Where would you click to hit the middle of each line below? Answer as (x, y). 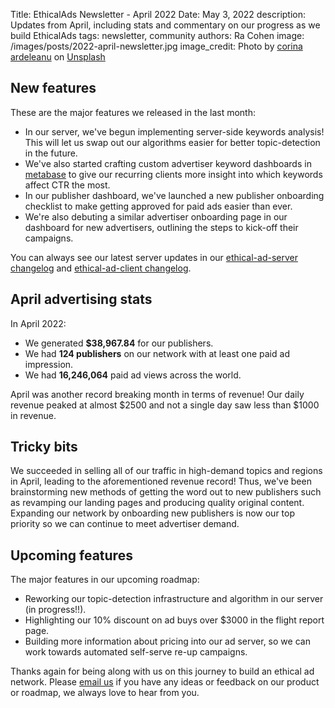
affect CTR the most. (67, 185)
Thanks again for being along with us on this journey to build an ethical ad (162, 671)
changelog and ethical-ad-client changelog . (101, 268)
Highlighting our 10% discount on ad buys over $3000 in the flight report (174, 620)
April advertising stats (81, 299)
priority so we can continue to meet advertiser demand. (125, 524)
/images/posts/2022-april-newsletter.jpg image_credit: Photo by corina (156, 46)
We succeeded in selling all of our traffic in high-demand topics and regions (166, 471)
